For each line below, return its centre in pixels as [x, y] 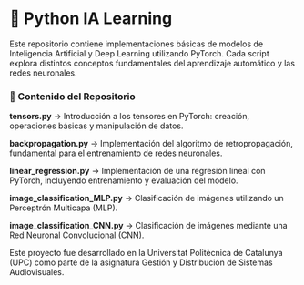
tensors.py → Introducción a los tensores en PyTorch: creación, [130, 117]
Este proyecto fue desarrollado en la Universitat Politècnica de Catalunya [147, 253]
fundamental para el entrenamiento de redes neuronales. [116, 153]
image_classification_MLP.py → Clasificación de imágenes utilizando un [147, 198]
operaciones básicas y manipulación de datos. [96, 126]
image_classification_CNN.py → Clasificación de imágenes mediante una [149, 226]
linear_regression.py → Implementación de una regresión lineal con [137, 171]
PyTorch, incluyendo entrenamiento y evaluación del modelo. [124, 180]
